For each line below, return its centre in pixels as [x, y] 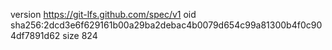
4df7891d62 [35, 35]
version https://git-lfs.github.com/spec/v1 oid [103, 14]
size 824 [80, 35]
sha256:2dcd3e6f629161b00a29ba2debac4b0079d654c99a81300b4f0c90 [166, 25]
